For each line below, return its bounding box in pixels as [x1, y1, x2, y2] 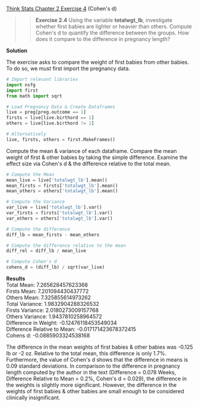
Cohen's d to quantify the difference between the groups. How [35, 29, 189, 36]
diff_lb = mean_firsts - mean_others [6, 231, 100, 237]
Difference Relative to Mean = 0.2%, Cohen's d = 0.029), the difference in [6, 375, 187, 382]
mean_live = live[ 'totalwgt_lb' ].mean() [6, 177, 108, 183]
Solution [6, 47, 28, 54]
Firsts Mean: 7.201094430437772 [6, 288, 89, 295]
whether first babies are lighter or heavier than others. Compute [35, 23, 192, 30]
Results [6, 275, 26, 282]
